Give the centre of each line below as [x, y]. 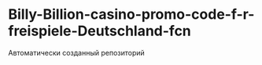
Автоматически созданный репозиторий [77, 52]
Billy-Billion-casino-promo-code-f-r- [131, 14]
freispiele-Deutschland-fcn [100, 31]
